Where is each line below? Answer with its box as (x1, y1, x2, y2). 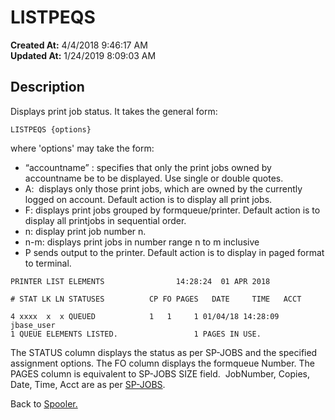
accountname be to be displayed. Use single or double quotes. (24, 172, 284, 184)
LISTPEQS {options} (10, 124, 92, 135)
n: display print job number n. (24, 225, 147, 237)
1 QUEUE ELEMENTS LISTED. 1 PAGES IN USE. (10, 329, 262, 339)
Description (10, 79, 85, 96)
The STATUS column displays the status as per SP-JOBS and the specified (10, 346, 318, 358)
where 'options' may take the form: (10, 142, 155, 154)
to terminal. (24, 257, 72, 269)
